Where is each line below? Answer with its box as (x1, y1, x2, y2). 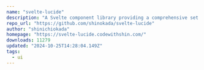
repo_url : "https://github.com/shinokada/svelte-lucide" (6, 20, 155, 26)
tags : (6, 49, 20, 55)
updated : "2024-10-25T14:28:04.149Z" (6, 43, 103, 49)
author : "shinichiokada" (6, 26, 70, 32)
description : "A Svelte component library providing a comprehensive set (6, 15, 199, 21)
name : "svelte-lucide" (6, 9, 64, 15)
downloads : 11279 (6, 37, 51, 43)
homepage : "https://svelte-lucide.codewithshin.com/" (6, 32, 147, 38)
